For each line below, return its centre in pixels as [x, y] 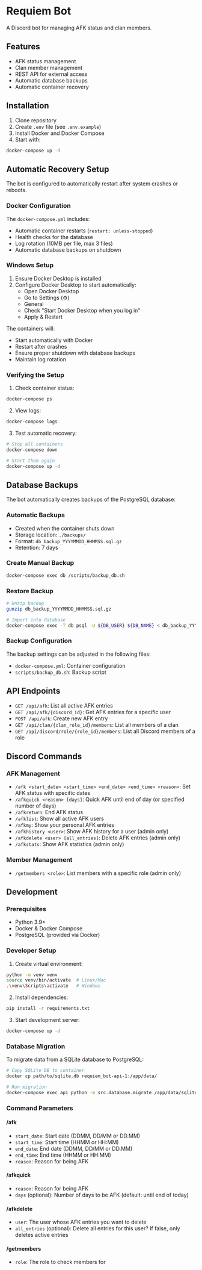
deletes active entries [41, 1235]
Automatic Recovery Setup [58, 169]
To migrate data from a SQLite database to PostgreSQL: [75, 1060]
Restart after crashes [41, 346]
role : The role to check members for [60, 1262]
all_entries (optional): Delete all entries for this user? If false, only [97, 1228]
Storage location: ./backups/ [50, 535]
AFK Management [33, 773]
